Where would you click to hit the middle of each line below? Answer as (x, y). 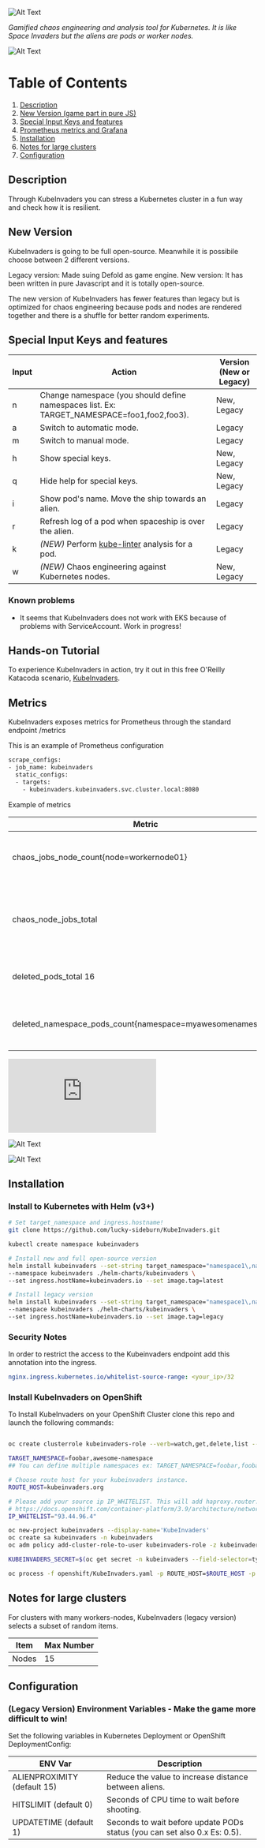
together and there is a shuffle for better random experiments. (109, 315)
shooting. (124, 1809)
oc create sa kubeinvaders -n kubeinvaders (81, 1538)
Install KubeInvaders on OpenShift (75, 1397)
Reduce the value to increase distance (177, 1777)
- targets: (33, 782)
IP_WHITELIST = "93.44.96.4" (52, 1516)
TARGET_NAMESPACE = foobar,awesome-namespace (81, 1459)
